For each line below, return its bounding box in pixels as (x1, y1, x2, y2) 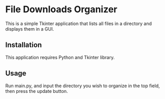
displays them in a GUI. (5, 26, 54, 32)
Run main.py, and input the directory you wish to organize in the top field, (5, 83, 160, 89)
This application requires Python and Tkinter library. (5, 54, 115, 60)
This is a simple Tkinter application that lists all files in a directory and (5, 20, 152, 27)
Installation (5, 41, 42, 49)
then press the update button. (5, 88, 68, 94)
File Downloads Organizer (5, 4, 118, 15)
